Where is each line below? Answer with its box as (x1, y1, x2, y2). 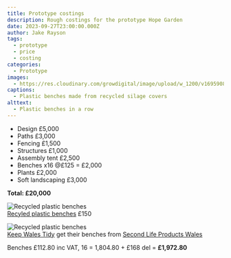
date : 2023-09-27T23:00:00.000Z (7, 23, 100, 30)
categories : (7, 61, 41, 68)
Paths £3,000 (16, 132, 56, 140)
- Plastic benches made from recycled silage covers (13, 93, 168, 100)
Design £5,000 (16, 124, 60, 132)
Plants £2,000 (16, 168, 57, 176)
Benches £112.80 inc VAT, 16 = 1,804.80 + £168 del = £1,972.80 (7, 243, 188, 251)
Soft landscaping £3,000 (16, 176, 87, 184)
